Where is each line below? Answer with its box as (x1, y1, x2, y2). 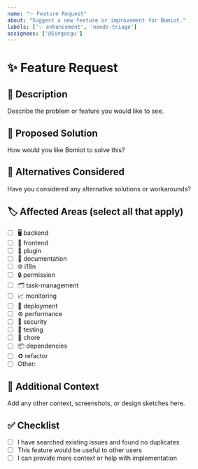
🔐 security (17, 318, 48, 326)
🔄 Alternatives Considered (7, 166, 125, 178)
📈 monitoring (17, 292, 57, 300)
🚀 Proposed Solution (7, 127, 98, 139)
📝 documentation (17, 254, 67, 263)
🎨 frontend (17, 238, 49, 247)
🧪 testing (17, 325, 43, 334)
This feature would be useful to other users (17, 446, 142, 454)
